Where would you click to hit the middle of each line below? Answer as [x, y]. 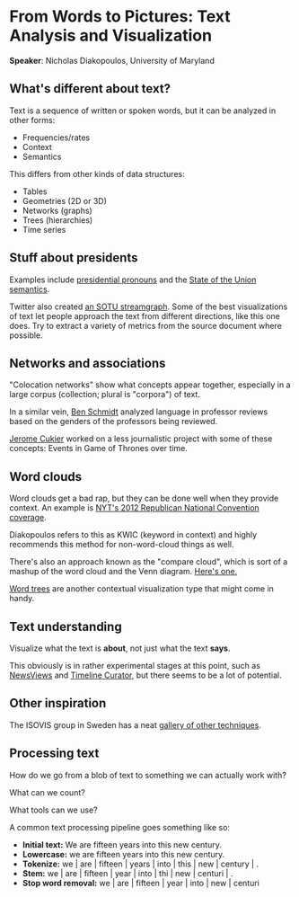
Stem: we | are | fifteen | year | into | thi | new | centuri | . [128, 873]
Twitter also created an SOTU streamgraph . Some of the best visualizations [149, 306]
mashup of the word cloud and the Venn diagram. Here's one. [123, 572]
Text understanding [66, 626]
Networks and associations [88, 363]
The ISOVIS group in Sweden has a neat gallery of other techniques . [136, 724]
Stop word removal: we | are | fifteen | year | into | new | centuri [141, 883]
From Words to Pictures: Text [120, 17]
